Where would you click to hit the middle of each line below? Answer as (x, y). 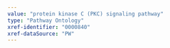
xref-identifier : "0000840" (49, 27)
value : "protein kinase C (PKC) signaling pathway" (85, 14)
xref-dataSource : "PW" (41, 34)
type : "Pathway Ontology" (46, 20)
